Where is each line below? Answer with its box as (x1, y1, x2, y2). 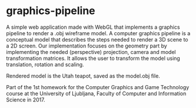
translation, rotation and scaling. (6, 60, 84, 68)
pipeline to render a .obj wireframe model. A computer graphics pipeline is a (6, 29, 191, 36)
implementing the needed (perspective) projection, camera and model (6, 48, 176, 55)
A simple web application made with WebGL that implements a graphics (6, 23, 181, 31)
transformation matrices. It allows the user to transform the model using (6, 55, 181, 62)
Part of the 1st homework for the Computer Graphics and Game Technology (6, 83, 190, 90)
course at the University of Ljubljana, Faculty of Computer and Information (6, 90, 187, 97)
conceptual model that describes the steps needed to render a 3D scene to (6, 36, 188, 43)
